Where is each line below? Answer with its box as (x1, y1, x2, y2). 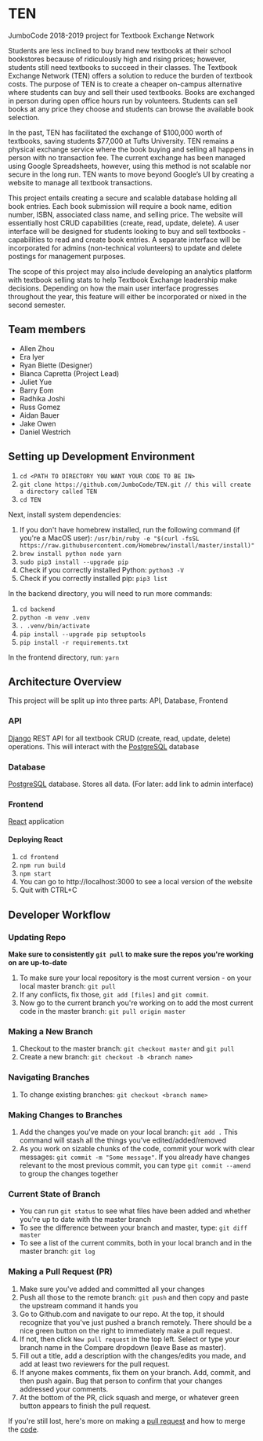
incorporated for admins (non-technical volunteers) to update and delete (8, 243, 243, 252)
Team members (8, 323, 86, 336)
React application (8, 817, 64, 826)
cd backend (19, 605, 56, 613)
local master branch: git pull (19, 982, 116, 991)
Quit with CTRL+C (19, 885, 77, 895)
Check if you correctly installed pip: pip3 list (19, 573, 168, 583)
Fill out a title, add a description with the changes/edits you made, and (19, 1351, 247, 1360)
